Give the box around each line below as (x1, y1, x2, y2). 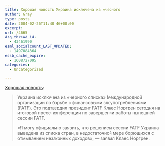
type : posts (5, 16, 30, 21)
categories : (5, 62, 30, 67)
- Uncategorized (9, 67, 43, 72)
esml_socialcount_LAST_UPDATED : (5, 44, 72, 49)
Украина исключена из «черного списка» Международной (17, 94, 142, 100)
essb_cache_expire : (5, 53, 46, 58)
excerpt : (5, 26, 23, 31)
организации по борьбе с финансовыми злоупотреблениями (17, 100, 147, 105)
